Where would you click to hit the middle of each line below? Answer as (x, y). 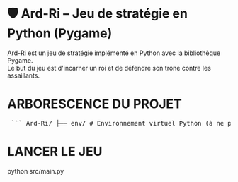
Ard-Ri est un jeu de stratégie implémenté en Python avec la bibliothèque (114, 53)
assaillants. (24, 75)
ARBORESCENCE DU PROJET (95, 104)
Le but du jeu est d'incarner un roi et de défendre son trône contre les (109, 68)
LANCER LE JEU (55, 152)
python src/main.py (36, 171)
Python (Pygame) (60, 34)
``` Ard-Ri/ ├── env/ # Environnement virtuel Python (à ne (118, 123)
